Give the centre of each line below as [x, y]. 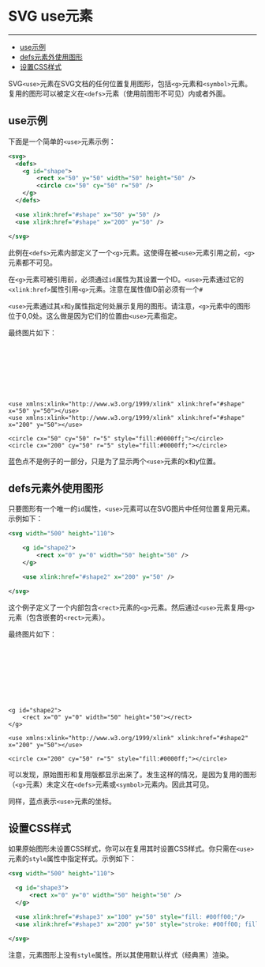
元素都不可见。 [32, 263]
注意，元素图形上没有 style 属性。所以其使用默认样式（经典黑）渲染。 [121, 954]
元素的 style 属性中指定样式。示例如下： [72, 859]
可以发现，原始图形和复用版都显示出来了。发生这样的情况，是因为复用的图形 [132, 774]
